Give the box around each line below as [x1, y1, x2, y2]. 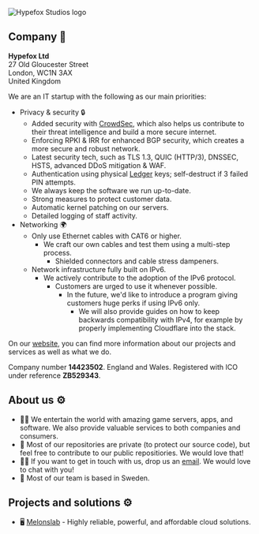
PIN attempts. [31, 177, 77, 187]
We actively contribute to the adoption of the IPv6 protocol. [43, 273, 236, 282]
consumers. [19, 431, 59, 441]
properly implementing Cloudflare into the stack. [78, 323, 236, 333]
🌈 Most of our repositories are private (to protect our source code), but [19, 439, 250, 449]
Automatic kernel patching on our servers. [31, 202, 169, 212]
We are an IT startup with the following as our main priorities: [8, 91, 207, 101]
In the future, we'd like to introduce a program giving [66, 289, 238, 299]
